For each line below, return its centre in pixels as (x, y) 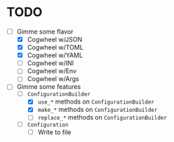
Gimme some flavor (45, 31)
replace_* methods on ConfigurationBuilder (102, 118)
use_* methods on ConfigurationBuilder (96, 101)
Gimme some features (49, 87)
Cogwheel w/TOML (55, 48)
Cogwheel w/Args (53, 79)
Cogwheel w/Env (52, 71)
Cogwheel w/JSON (55, 40)
